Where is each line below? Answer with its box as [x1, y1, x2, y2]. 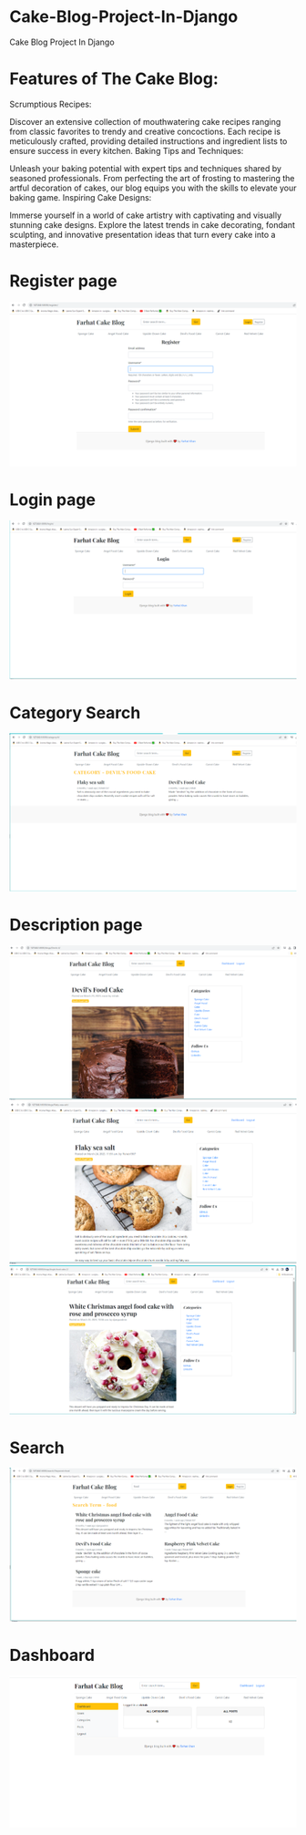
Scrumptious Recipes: [9, 98, 92, 109]
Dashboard [9, 1644, 96, 1665]
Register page [9, 271, 117, 292]
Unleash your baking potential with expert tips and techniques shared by [9, 162, 282, 174]
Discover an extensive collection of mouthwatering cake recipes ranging [9, 116, 281, 127]
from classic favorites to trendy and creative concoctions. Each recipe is [9, 126, 280, 137]
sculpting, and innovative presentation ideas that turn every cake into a [9, 229, 276, 240]
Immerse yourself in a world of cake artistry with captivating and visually [9, 210, 282, 221]
